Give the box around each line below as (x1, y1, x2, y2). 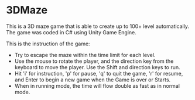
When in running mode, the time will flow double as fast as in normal (14, 82, 180, 89)
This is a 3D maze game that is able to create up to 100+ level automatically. (6, 23, 189, 30)
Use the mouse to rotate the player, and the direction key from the (14, 58, 174, 65)
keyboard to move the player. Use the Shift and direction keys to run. (14, 63, 180, 70)
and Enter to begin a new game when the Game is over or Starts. (14, 76, 171, 83)
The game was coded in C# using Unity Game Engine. (6, 28, 136, 35)
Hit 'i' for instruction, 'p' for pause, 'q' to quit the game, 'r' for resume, (14, 70, 183, 77)
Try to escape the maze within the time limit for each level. (14, 51, 156, 58)
